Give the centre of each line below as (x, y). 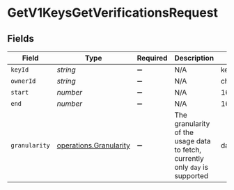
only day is (191, 167)
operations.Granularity (93, 145)
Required (152, 58)
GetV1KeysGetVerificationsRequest (112, 13)
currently (189, 158)
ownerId (23, 81)
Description (194, 58)
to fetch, (188, 150)
